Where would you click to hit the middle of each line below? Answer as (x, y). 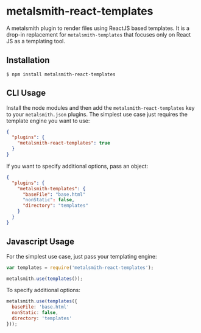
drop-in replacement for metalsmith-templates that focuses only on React (99, 34)
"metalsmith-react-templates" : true (64, 143)
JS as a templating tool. (36, 41)
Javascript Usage (41, 242)
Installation (28, 60)
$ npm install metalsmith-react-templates (61, 74)
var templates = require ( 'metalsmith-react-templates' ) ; (80, 267)
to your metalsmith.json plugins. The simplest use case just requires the (97, 114)
